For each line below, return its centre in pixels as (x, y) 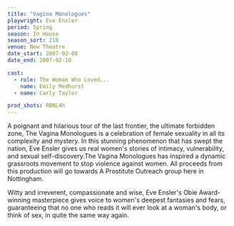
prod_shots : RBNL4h (36, 106)
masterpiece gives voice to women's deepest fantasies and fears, (129, 200)
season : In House (33, 34)
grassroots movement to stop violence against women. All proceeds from (115, 163)
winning (19, 200)
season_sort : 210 (33, 41)
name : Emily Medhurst (52, 86)
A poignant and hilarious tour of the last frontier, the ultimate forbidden (111, 126)
